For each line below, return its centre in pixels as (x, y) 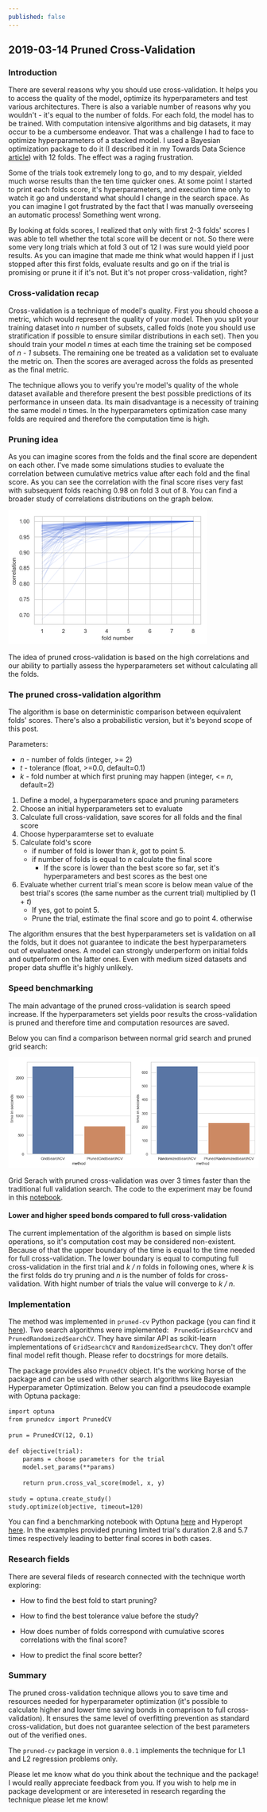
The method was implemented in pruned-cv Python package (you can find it (132, 1322)
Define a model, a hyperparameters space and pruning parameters (129, 800)
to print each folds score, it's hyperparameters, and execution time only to (130, 190)
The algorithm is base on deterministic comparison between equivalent (125, 712)
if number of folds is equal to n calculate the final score (122, 860)
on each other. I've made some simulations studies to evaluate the (116, 465)
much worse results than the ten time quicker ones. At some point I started (130, 181)
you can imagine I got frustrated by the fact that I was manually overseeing (131, 207)
